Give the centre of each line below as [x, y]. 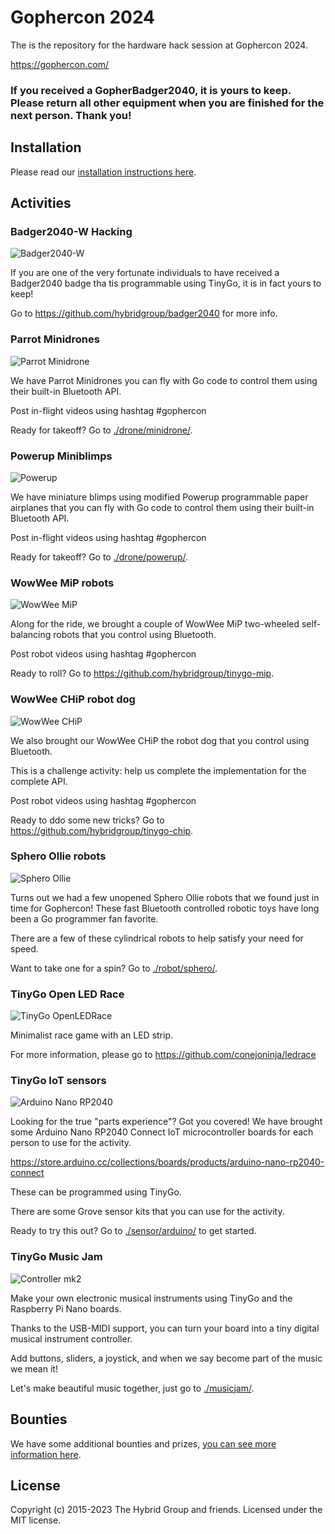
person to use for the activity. [71, 1143]
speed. [24, 948]
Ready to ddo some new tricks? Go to [87, 820]
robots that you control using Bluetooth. [135, 635]
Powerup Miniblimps [61, 456]
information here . [46, 1454]
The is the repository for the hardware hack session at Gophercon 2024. [159, 45]
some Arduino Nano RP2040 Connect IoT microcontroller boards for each [162, 1132]
